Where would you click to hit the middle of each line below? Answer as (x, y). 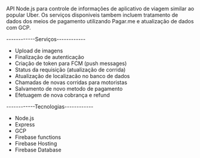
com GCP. (19, 27)
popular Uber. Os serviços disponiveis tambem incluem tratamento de (92, 15)
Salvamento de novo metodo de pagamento (69, 89)
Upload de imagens (39, 51)
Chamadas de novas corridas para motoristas (71, 82)
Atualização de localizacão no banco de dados (72, 76)
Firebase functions (38, 137)
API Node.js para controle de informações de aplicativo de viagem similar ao (100, 9)
